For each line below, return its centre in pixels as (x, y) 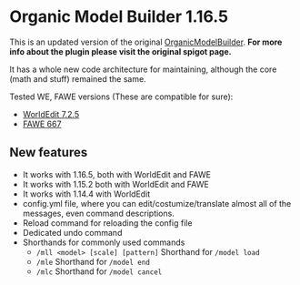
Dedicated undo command (72, 232)
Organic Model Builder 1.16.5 (119, 17)
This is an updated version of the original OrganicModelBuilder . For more (146, 42)
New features (49, 153)
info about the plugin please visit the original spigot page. (120, 51)
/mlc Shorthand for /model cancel (99, 271)
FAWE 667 (42, 124)
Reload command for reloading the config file (107, 223)
